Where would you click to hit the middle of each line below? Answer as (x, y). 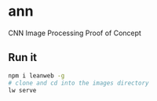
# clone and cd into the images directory (78, 83)
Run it (23, 58)
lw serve (22, 90)
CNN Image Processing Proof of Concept (75, 33)
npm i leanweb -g (37, 76)
